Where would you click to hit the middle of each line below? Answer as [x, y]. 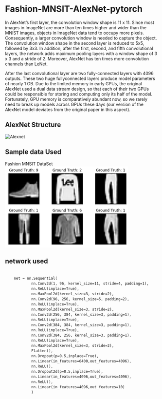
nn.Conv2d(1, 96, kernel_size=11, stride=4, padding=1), [90, 284]
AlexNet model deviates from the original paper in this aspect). [68, 109]
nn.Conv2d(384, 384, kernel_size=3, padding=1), [81, 325]
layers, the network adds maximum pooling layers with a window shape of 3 [81, 53]
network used [27, 261]
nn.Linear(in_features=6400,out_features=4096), [81, 361]
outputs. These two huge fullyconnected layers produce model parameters [80, 78]
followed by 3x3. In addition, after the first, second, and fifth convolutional [79, 48]
